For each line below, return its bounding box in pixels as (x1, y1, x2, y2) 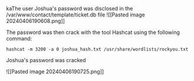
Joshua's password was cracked (6, 57, 87, 63)
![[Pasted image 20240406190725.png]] (6, 68, 104, 75)
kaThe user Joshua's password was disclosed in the (6, 5, 133, 12)
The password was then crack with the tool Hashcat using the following (6, 29, 180, 36)
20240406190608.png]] (6, 18, 65, 24)
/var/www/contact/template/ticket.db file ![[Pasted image (6, 11, 146, 18)
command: (6, 35, 32, 42)
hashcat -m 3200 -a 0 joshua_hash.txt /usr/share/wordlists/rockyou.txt (6, 46, 189, 52)
